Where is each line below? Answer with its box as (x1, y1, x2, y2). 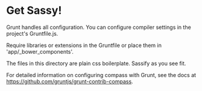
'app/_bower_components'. (6, 48, 74, 55)
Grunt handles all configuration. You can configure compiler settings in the (6, 24, 191, 31)
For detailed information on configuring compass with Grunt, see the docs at (6, 71, 197, 78)
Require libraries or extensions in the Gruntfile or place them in (6, 42, 162, 49)
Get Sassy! (6, 4, 62, 17)
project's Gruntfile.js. (6, 30, 58, 37)
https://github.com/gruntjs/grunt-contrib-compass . (6, 78, 134, 85)
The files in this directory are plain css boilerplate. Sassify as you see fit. (6, 60, 186, 67)
